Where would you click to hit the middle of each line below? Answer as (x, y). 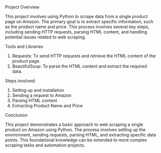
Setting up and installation (38, 90)
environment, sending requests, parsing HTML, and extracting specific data (80, 135)
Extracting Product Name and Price (47, 106)
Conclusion (16, 115)
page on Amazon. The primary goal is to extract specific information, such (79, 22)
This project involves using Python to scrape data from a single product (76, 16)
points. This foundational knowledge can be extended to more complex (76, 140)
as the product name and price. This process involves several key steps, (77, 27)
